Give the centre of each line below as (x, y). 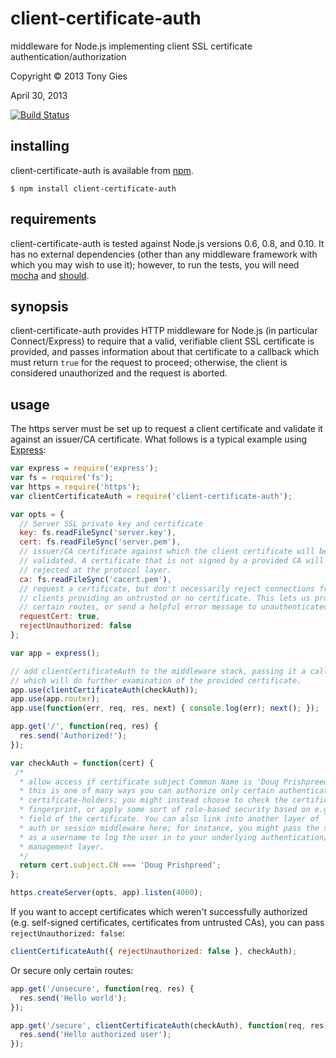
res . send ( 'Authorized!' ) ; (73, 736)
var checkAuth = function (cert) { (82, 763)
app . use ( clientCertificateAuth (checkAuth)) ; (104, 690)
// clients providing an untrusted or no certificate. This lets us (165, 598)
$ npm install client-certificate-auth (93, 188)
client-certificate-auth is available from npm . (102, 170)
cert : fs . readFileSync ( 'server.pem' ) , (100, 542)
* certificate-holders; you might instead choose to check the (153, 800)
